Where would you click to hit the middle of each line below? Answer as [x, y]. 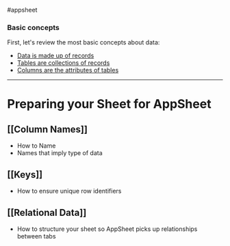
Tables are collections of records [63, 63]
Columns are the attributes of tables [68, 70]
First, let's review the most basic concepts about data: [84, 42]
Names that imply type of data [60, 153]
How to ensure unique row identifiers [69, 191]
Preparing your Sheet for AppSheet [109, 104]
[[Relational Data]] [47, 212]
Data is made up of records [55, 56]
